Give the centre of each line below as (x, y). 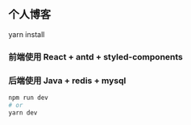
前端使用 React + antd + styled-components (96, 56)
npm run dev (28, 98)
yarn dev (23, 112)
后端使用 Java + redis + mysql (67, 81)
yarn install (27, 34)
